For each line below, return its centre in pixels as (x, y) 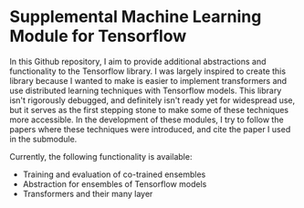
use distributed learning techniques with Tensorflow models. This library (146, 90)
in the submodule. (43, 139)
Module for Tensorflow (98, 36)
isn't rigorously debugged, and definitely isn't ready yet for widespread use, (152, 100)
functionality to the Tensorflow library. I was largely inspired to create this (147, 71)
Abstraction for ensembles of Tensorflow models (115, 183)
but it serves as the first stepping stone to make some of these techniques (149, 109)
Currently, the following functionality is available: (101, 156)
